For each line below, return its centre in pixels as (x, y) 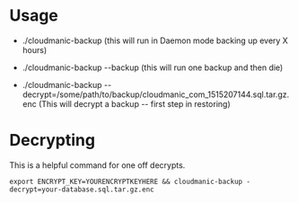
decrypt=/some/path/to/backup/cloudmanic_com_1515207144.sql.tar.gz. (156, 94)
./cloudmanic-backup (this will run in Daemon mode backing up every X (155, 40)
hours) (35, 49)
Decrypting (53, 141)
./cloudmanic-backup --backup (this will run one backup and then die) (153, 67)
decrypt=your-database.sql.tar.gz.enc (82, 190)
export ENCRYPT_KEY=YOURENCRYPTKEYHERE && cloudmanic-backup (126, 181)
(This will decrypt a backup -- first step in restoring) (135, 103)
